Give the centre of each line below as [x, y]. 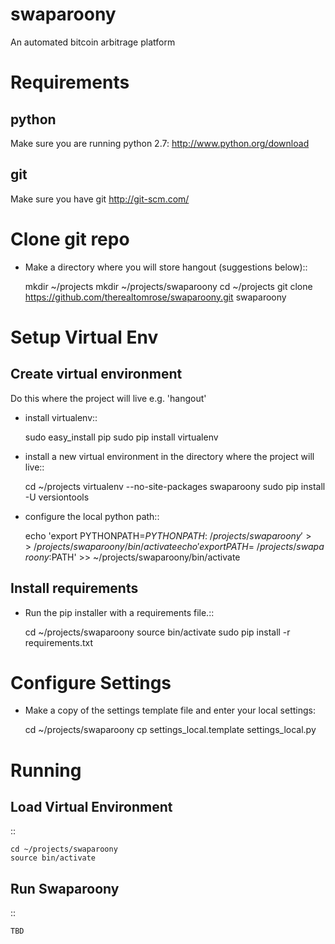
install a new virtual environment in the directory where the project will [169, 456]
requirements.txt [59, 642]
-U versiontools [57, 497]
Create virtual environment [96, 374]
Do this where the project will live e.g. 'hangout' [108, 398]
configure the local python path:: [92, 516]
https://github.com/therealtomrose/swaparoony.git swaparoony [155, 297]
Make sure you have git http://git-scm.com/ [100, 199]
